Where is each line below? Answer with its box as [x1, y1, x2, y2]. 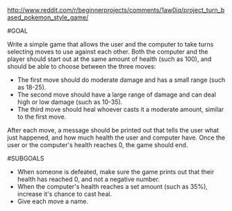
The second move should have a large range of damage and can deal [17, 90, 217, 99]
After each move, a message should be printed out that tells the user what [7, 126, 219, 134]
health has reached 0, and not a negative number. [17, 175, 160, 183]
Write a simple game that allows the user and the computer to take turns [7, 40, 214, 48]
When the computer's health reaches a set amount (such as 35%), [17, 183, 208, 190]
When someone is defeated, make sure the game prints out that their [17, 168, 215, 176]
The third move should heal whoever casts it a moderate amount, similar [17, 105, 224, 113]
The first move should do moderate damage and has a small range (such [17, 76, 226, 84]
